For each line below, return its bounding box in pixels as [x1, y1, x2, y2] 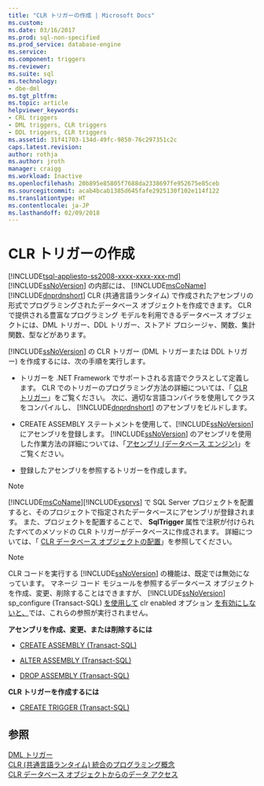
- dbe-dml [8, 84, 41, 93]
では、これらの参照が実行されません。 [28, 608, 153, 618]
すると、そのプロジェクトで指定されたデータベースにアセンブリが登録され [8, 508, 249, 517]
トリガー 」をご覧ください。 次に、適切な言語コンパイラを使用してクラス [19, 393, 255, 402]
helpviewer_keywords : [8, 107, 79, 115]
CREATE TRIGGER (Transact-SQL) [19, 703, 130, 712]
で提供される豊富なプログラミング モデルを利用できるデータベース [8, 310, 223, 320]
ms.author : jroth [8, 158, 65, 166]
